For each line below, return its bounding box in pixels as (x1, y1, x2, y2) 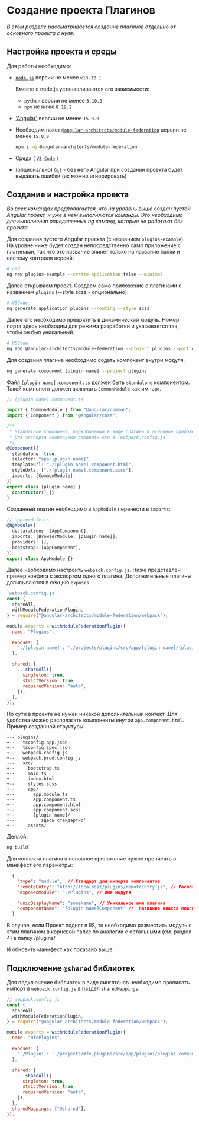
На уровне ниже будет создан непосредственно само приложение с (6, 242, 181, 249)
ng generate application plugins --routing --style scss (6, 306, 150, 312)
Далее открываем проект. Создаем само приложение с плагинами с (6, 282, 182, 289)
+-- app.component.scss (6, 807, 81, 813)
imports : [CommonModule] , (12, 473, 76, 479)
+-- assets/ (6, 823, 47, 828)
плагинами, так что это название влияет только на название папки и (6, 248, 181, 255)
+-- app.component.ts (6, 796, 76, 803)
